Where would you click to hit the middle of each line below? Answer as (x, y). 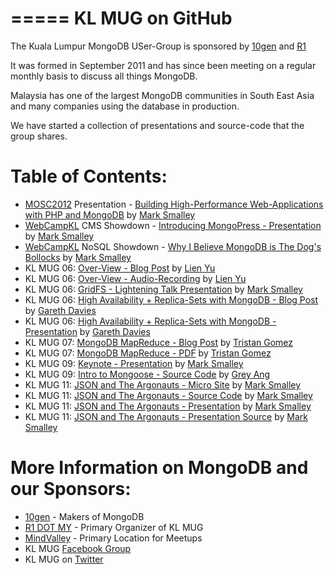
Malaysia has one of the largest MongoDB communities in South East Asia (162, 95)
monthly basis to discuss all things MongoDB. (104, 76)
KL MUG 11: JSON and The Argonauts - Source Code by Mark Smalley (168, 395)
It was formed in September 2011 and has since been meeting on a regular (163, 65)
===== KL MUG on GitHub (121, 18)
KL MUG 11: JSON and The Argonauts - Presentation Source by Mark (166, 416)
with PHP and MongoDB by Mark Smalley (110, 214)
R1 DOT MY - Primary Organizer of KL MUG (114, 527)
